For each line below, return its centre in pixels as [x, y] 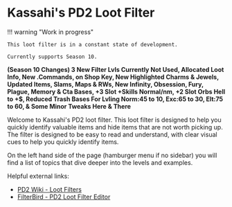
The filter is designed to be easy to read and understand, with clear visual [112, 134]
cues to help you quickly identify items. [63, 142]
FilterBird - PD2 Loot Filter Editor [64, 197]
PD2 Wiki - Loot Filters [49, 189]
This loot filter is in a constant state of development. [92, 44]
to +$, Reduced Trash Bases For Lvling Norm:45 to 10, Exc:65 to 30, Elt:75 [115, 99]
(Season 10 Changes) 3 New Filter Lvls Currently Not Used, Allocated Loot [116, 69]
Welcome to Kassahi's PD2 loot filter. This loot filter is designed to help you [114, 120]
